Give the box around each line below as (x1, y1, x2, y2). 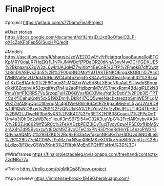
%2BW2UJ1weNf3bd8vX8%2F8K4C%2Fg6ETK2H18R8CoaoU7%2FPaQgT (5, 111, 156, 116)
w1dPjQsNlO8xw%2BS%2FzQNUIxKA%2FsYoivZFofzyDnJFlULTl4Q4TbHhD (5, 106, 159, 112)
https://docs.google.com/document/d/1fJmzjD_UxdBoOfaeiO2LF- (5, 34, 137, 40)
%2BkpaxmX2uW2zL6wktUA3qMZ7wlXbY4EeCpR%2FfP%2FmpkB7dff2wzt (5, 64, 159, 70)
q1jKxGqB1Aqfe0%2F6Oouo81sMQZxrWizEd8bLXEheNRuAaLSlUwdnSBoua (5, 79, 158, 86)
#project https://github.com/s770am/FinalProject (5, 19, 103, 25)
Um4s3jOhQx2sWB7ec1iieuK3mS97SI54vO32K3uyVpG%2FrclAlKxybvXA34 (5, 116, 158, 122)
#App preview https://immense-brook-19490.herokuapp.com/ (5, 175, 129, 181)
